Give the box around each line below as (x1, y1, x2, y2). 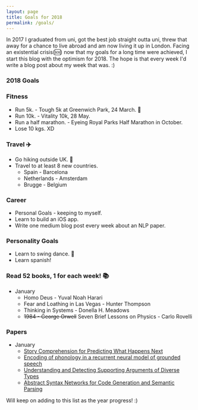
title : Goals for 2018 (6, 14, 62, 20)
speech (23, 360, 43, 367)
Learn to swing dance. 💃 (14, 250, 75, 257)
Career (6, 195, 27, 204)
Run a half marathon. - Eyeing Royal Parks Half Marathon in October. (14, 118, 183, 125)
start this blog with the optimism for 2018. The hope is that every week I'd (6, 55, 187, 62)
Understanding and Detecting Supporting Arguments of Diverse (23, 367, 180, 374)
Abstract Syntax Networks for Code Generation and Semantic (23, 379, 175, 386)
